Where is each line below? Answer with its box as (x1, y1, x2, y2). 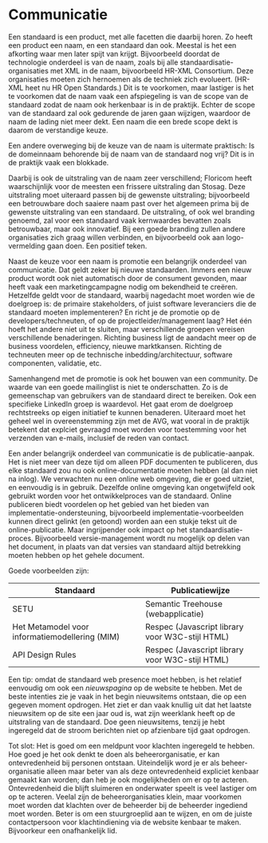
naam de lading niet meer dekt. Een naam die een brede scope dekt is (8, 117, 238, 126)
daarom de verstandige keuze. (8, 125, 108, 135)
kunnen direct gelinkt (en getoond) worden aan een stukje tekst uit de (8, 516, 238, 526)
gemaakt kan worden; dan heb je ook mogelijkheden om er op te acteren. (8, 774, 250, 784)
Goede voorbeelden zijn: (8, 565, 89, 576)
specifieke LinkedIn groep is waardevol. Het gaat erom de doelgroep (8, 399, 234, 409)
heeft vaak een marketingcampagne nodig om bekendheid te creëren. (8, 282, 238, 291)
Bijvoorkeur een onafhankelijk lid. (8, 825, 118, 835)
